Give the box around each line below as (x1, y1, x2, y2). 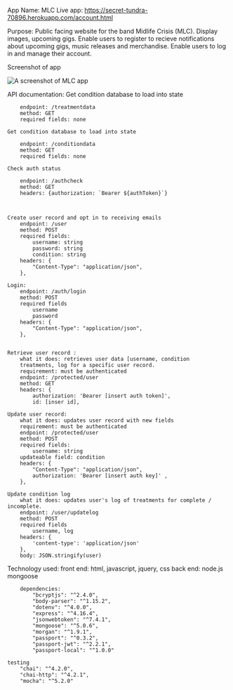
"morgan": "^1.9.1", (32, 628, 93, 635)
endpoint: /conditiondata (20, 140, 96, 147)
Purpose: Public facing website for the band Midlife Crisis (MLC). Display (7, 27, 218, 35)
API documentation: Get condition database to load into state (7, 91, 184, 98)
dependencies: (20, 585, 61, 592)
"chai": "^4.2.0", (20, 665, 74, 672)
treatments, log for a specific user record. (20, 361, 156, 369)
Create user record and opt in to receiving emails (7, 214, 161, 221)
